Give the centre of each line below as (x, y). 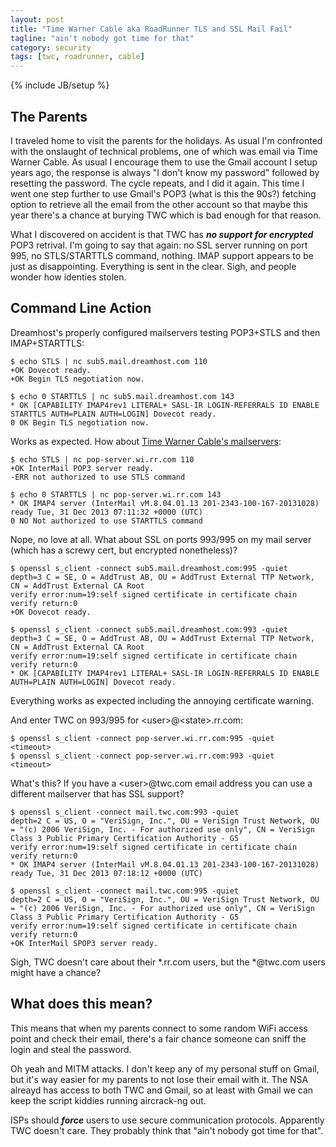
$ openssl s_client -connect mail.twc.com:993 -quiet (125, 812)
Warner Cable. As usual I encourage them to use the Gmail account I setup (164, 162)
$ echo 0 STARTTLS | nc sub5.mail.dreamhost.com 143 (122, 396)
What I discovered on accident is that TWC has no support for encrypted (162, 234)
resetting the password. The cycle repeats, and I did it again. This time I (157, 183)
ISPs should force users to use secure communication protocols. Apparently (167, 1120)
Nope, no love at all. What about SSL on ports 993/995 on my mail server (161, 539)
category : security (51, 47)
